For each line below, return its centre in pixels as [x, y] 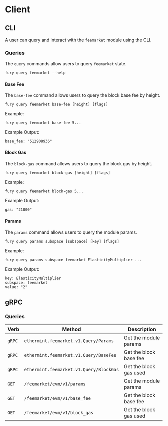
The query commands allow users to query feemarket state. [66, 64]
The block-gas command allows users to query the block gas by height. [79, 163]
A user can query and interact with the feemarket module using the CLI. [78, 40]
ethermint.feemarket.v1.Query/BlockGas [72, 370]
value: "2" [16, 287]
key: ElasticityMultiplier [33, 278]
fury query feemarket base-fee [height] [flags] [57, 104]
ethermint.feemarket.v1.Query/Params [69, 341]
